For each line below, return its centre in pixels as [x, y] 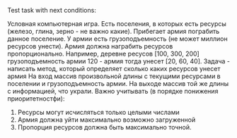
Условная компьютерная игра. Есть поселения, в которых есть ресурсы [117, 24]
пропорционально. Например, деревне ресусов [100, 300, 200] [103, 54]
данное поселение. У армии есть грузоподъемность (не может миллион [117, 39]
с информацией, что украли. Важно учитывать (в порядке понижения [113, 91]
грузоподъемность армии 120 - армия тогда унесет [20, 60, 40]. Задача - [119, 61]
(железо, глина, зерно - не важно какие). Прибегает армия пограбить [114, 31]
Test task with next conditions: [52, 10]
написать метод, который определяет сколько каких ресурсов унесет [114, 69]
